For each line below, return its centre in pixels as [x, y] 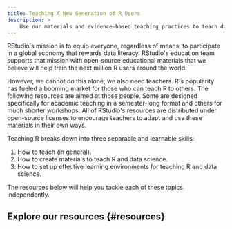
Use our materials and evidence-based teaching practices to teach [118, 26]
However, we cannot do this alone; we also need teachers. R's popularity [111, 81]
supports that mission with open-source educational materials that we [107, 61]
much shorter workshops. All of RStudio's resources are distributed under [112, 110]
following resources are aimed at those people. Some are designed [103, 96]
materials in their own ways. [47, 126]
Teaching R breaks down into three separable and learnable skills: [101, 139]
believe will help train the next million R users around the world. [97, 68]
